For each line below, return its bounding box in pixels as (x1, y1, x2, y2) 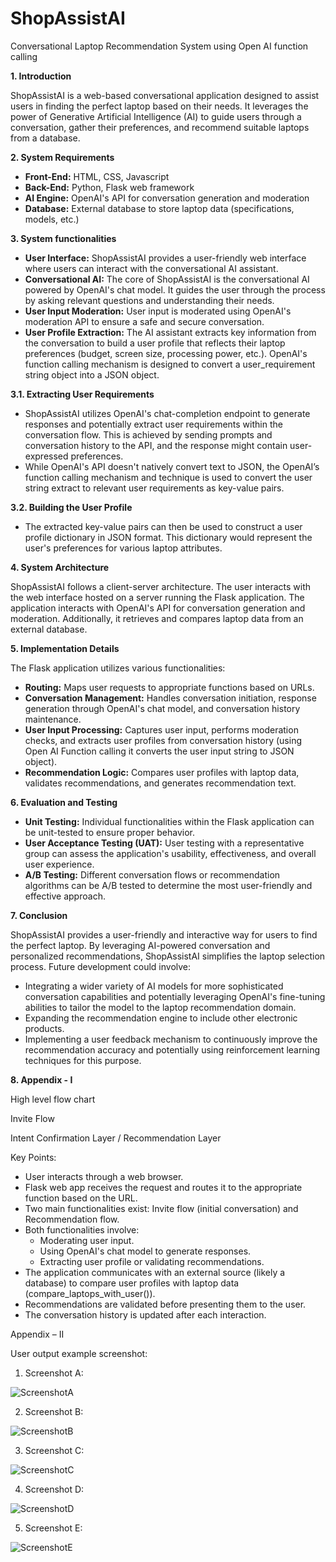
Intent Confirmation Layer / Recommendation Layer (10, 1132, 222, 1144)
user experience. (24, 858, 95, 870)
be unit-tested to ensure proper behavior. (24, 826, 195, 838)
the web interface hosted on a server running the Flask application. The (10, 591, 305, 603)
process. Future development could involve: (10, 960, 192, 972)
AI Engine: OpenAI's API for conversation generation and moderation (24, 192, 310, 204)
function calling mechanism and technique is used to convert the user (24, 471, 313, 483)
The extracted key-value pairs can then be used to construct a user (24, 520, 303, 532)
